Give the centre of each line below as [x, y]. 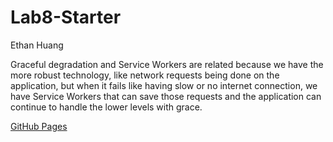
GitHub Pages [39, 126]
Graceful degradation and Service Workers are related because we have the [167, 64]
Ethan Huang [37, 45]
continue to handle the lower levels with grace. [106, 107]
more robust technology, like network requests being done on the [145, 75]
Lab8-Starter [66, 17]
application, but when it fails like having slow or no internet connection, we [164, 85]
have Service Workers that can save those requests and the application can [166, 96]
